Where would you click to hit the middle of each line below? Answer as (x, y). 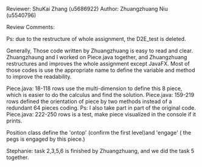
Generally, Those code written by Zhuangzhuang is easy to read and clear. (100, 51)
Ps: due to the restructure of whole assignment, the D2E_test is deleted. (96, 39)
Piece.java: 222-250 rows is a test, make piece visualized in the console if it (101, 114)
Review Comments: (30, 27)
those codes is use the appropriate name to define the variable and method (101, 70)
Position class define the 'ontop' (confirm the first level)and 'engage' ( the (99, 133)
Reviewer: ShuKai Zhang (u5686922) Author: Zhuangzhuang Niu (87, 9)
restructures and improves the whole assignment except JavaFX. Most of (98, 64)
